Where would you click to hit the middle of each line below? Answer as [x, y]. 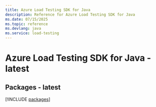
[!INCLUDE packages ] [28, 99]
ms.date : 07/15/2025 [27, 19]
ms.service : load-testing [32, 33]
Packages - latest [33, 87]
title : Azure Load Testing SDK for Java [48, 10]
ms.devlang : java [23, 29]
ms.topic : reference [27, 24]
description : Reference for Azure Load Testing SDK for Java [70, 15]
